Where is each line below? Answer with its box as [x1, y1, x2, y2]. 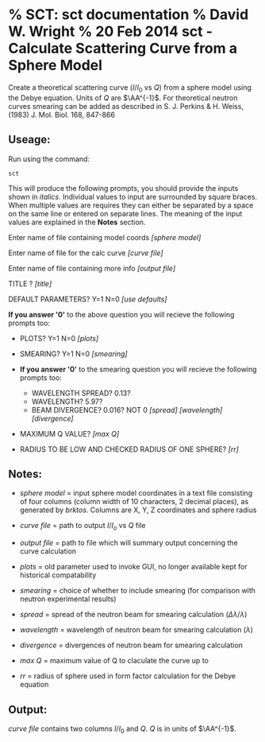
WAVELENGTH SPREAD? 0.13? [31, 388, 131, 398]
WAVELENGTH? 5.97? [31, 396, 103, 406]
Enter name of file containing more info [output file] [8, 263, 176, 273]
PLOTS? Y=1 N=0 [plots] [19, 333, 99, 343]
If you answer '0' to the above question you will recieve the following [8, 309, 235, 319]
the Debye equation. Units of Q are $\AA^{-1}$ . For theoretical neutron [8, 93, 238, 103]
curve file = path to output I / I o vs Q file [19, 521, 146, 532]
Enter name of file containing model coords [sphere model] [8, 232, 202, 242]
